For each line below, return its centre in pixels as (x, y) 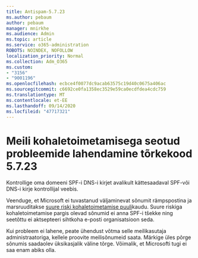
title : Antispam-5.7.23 (36, 12)
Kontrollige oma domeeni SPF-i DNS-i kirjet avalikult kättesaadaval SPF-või (98, 183)
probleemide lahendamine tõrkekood (99, 153)
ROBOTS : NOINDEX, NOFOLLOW (40, 51)
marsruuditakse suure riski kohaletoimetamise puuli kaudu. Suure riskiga (94, 207)
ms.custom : (20, 67)
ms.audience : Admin (30, 34)
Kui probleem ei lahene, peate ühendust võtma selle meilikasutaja (86, 231)
